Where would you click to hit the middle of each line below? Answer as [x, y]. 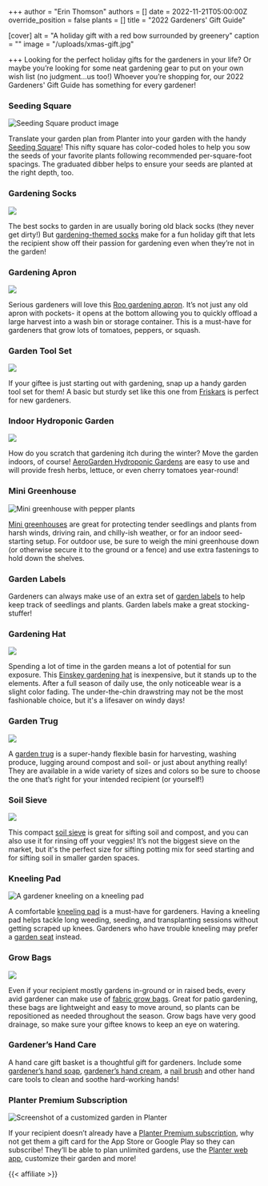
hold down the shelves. [47, 558]
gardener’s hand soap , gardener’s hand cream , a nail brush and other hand [132, 1071]
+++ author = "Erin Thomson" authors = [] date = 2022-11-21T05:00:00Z [128, 12]
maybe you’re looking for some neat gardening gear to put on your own [126, 68]
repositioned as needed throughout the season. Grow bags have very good [132, 1016]
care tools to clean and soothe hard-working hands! [94, 1079]
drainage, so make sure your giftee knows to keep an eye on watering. [124, 1024]
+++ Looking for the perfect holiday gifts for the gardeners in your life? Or [130, 60]
